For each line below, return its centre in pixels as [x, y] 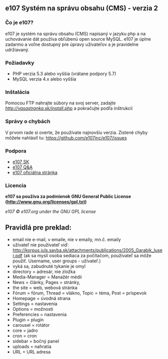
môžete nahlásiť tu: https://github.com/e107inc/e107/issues [66, 137]
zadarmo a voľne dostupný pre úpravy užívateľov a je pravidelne [72, 44]
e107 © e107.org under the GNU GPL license [51, 211]
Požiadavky [20, 62]
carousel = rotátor [31, 325]
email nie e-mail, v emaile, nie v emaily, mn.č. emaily [67, 239]
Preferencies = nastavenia [39, 314]
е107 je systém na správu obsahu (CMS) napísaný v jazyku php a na [75, 33]
